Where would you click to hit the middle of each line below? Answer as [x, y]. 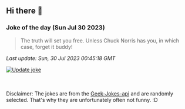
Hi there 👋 [24, 11]
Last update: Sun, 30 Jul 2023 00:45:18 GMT [61, 58]
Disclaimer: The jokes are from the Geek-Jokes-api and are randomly [90, 93]
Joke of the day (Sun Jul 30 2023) [55, 28]
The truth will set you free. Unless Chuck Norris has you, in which [100, 40]
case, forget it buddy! [46, 47]
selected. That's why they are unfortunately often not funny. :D [82, 100]
